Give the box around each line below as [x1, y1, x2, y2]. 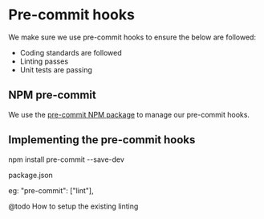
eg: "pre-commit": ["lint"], [8, 185, 94, 195]
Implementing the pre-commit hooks [8, 133, 196, 147]
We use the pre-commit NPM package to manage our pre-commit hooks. [8, 109, 250, 119]
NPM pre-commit [8, 89, 96, 102]
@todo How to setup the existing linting [8, 201, 139, 211]
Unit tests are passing [19, 64, 92, 74]
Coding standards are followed [19, 48, 122, 57]
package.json [8, 170, 54, 180]
